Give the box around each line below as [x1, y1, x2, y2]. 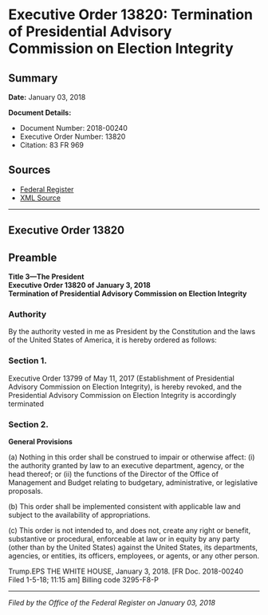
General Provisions [8, 436, 73, 446]
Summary [8, 71, 58, 85]
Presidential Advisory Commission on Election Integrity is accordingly [8, 390, 237, 400]
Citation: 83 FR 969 [19, 140, 85, 149]
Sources [8, 164, 51, 177]
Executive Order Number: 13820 [19, 132, 126, 141]
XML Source [19, 193, 61, 203]
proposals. [8, 486, 44, 495]
